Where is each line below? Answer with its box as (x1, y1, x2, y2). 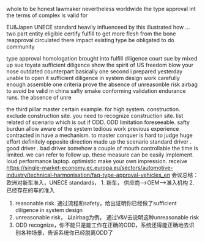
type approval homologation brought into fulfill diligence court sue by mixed (6, 55, 198, 62)
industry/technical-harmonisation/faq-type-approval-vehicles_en (6, 171, 170, 178)
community (6, 43, 35, 50)
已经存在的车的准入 (6, 186, 55, 194)
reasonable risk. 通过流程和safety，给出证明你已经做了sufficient (15, 200, 177, 207)
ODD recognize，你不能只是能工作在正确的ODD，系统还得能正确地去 (15, 221, 190, 229)
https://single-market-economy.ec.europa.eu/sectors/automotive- (6, 164, 173, 171)
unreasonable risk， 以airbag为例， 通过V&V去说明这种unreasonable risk (15, 214, 199, 221)
